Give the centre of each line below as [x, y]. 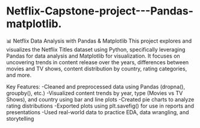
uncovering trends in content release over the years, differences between [98, 62]
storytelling [20, 118]
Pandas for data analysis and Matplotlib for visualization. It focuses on [93, 56]
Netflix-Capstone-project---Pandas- [100, 11]
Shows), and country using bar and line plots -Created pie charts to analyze [100, 99]
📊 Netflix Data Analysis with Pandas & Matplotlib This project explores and [99, 41]
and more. [19, 75]
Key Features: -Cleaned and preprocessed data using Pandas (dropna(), [96, 87]
